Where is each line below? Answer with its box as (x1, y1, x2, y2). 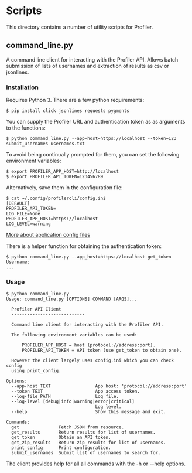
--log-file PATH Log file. (11, 394, 119, 400)
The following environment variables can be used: (11, 332, 138, 338)
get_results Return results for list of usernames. (11, 430, 156, 435)
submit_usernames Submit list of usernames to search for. (11, 450, 161, 456)
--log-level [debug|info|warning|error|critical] (11, 399, 135, 405)
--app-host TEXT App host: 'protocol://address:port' (11, 383, 187, 389)
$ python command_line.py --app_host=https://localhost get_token (6, 254, 172, 260)
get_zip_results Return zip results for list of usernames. (11, 440, 166, 446)
